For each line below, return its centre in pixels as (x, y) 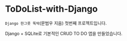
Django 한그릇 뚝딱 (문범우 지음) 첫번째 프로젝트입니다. (56, 23)
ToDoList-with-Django (51, 9)
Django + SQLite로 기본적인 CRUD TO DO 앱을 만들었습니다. (64, 33)
